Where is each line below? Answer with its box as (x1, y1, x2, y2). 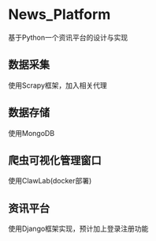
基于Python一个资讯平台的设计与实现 (8, 32, 128, 42)
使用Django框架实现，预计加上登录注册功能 (8, 224, 149, 234)
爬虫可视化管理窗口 (8, 153, 102, 167)
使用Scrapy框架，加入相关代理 (8, 81, 108, 90)
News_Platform (8, 6, 111, 24)
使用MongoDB (8, 128, 55, 137)
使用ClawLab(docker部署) (8, 176, 92, 186)
